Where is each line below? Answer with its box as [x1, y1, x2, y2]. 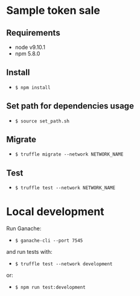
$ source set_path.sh [14, 118, 69, 124]
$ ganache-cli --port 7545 [14, 238, 83, 244]
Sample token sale [6, 4, 101, 17]
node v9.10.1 [14, 43, 45, 51]
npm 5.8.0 [14, 50, 40, 57]
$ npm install [14, 84, 51, 90]
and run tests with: [6, 248, 52, 256]
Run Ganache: [6, 225, 42, 232]
